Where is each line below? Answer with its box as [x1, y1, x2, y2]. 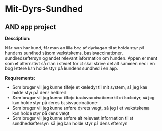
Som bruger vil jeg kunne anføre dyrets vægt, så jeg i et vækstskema [12, 105, 150, 111]
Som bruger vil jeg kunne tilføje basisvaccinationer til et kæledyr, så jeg [12, 95, 155, 100]
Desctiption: [5, 35, 31, 41]
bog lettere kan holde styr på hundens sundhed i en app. [5, 65, 119, 71]
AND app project [5, 23, 56, 31]
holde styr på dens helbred [12, 90, 66, 95]
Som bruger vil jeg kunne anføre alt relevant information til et [12, 115, 134, 121]
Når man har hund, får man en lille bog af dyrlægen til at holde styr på [5, 45, 145, 50]
